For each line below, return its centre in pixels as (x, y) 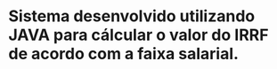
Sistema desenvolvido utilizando (132, 16)
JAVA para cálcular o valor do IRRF (138, 35)
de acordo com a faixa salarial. (124, 54)
